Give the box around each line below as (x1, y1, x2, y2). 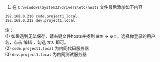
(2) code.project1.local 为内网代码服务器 (5, 46, 89, 51)
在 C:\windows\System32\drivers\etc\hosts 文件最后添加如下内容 (12, 4, 143, 10)
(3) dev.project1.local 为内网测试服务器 (5, 51, 87, 57)
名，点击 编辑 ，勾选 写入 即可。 (5, 39, 69, 45)
